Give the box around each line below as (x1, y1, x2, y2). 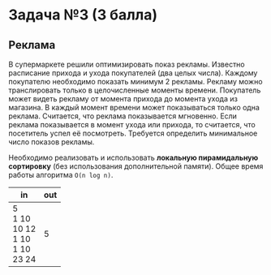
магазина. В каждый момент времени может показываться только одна (8, 103, 260, 112)
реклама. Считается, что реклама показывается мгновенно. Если (8, 111, 238, 121)
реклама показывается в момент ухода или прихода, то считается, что (8, 120, 256, 129)
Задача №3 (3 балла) (8, 6, 158, 24)
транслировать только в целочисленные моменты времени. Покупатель (8, 85, 261, 95)
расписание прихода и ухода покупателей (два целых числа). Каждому (8, 68, 258, 78)
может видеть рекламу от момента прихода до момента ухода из (8, 94, 238, 103)
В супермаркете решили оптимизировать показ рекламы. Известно (8, 59, 245, 69)
